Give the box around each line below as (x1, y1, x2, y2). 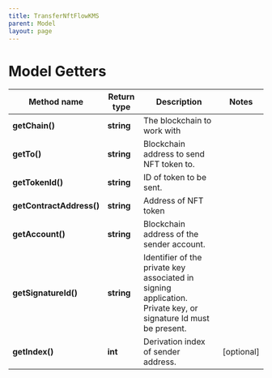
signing (142, 282, 172, 294)
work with (142, 125, 181, 136)
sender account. (142, 238, 206, 250)
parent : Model (8, 19, 57, 28)
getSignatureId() (12, 287, 79, 299)
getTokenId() (12, 177, 63, 188)
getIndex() (12, 346, 54, 358)
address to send (142, 148, 205, 160)
